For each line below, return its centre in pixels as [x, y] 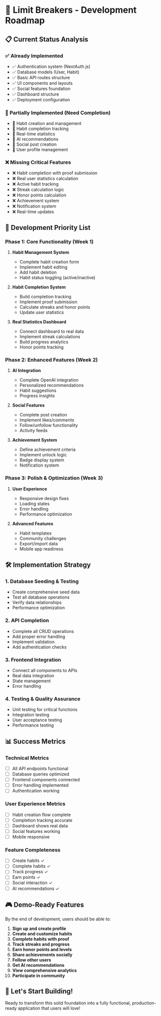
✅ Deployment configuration [41, 99]
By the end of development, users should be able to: [58, 919]
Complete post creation [43, 415]
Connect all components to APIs [45, 670]
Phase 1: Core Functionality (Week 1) [49, 242]
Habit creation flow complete [41, 815]
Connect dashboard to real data [52, 331]
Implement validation [33, 641]
